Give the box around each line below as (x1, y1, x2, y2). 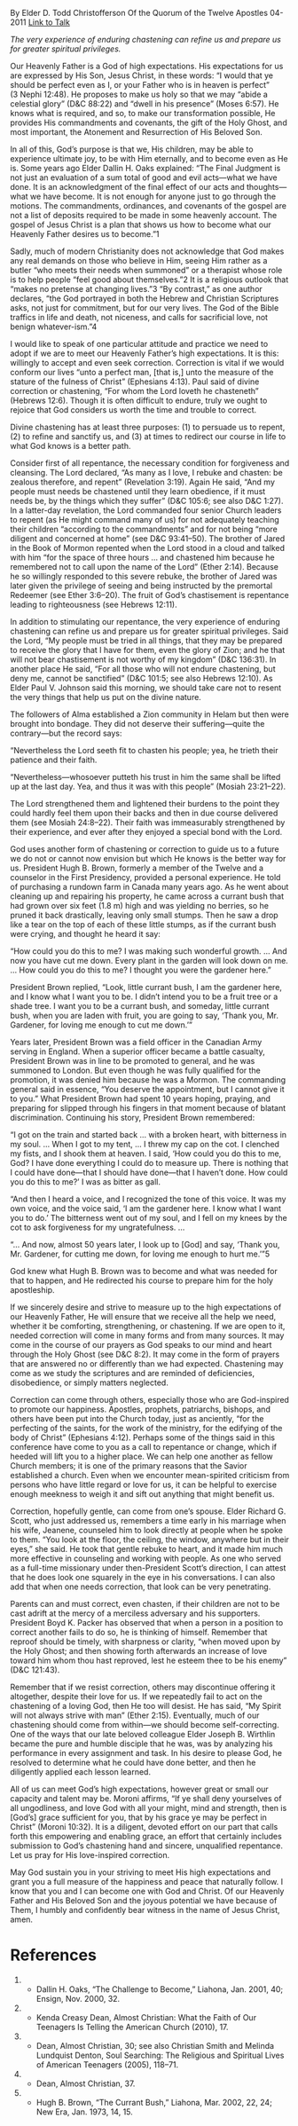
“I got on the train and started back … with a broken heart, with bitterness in (10, 1130, 287, 1139)
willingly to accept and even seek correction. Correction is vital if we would (10, 358, 285, 367)
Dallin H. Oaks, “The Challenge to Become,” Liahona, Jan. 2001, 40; (35, 1983, 284, 1995)
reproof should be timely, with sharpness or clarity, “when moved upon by (10, 1636, 281, 1647)
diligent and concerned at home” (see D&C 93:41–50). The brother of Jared (10, 533, 286, 544)
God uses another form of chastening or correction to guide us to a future (10, 844, 279, 854)
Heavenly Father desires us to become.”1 (10, 229, 160, 239)
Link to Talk (27, 17, 70, 28)
